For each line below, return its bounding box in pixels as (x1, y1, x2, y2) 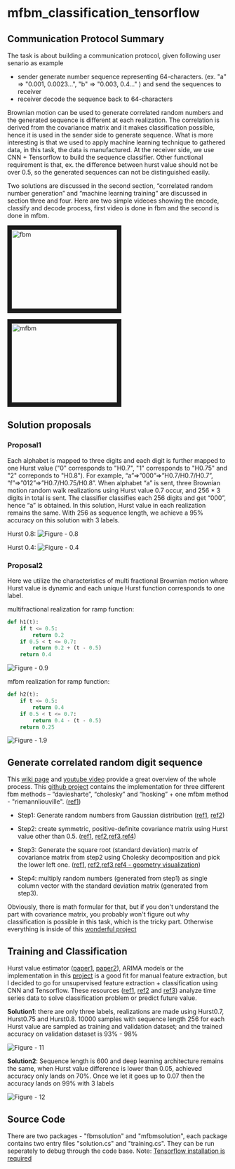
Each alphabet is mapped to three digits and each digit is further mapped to (7, 456, 226, 464)
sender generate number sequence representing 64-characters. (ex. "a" (17, 72, 227, 81)
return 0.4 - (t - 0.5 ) (32, 717, 102, 724)
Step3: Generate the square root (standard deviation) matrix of (17, 846, 199, 854)
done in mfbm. (7, 212, 50, 219)
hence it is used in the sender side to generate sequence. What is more (7, 131, 214, 139)
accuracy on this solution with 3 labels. (7, 515, 121, 524)
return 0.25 (20, 724, 55, 731)
